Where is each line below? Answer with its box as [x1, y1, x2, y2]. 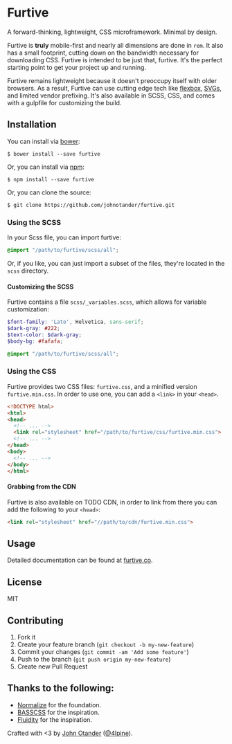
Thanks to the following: [7, 682, 114, 694]
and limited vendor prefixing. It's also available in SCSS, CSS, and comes [7, 91, 215, 100]
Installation [7, 119, 57, 131]
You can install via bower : [7, 137, 80, 145]
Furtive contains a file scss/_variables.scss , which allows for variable [7, 298, 207, 306]
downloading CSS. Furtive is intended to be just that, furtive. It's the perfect [7, 55, 223, 64]
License [7, 576, 42, 588]
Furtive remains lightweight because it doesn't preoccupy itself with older [7, 76, 217, 84]
